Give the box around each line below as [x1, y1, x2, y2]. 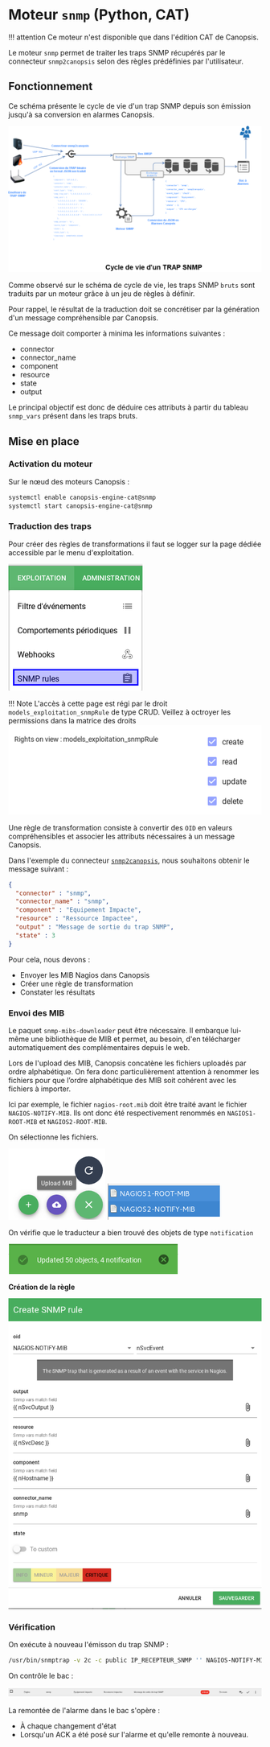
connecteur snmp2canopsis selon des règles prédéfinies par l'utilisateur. [8, 56, 243, 66]
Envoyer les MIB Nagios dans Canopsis [19, 970, 150, 979]
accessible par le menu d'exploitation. [8, 547, 134, 557]
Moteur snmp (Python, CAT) [8, 6, 190, 24]
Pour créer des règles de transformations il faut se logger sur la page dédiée [8, 539, 262, 549]
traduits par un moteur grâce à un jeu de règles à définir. [8, 289, 195, 299]
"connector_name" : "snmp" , [15, 897, 110, 906]
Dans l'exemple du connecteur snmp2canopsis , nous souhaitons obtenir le [8, 855, 250, 865]
